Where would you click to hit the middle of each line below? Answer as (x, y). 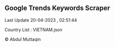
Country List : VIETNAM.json (33, 30)
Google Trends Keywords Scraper (57, 8)
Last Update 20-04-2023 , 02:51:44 (41, 20)
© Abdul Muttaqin (23, 39)
